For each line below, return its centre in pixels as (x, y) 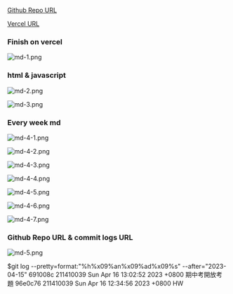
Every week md (34, 122)
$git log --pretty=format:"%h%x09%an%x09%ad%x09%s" (94, 267)
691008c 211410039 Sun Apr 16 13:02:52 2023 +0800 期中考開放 (122, 275)
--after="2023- (204, 267)
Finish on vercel (35, 41)
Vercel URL (24, 24)
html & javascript (37, 75)
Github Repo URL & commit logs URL (70, 237)
